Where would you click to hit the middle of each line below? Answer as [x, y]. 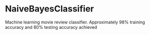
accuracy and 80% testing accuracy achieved [51, 27]
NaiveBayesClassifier [49, 9]
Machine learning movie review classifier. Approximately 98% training [75, 22]
